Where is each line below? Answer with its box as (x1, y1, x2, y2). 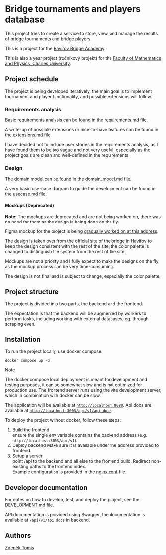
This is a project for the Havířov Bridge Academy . (5, 45, 106, 51)
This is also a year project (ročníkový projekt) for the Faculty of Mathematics (5, 55, 161, 61)
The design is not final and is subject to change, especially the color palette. (5, 273, 161, 279)
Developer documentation (5, 483, 88, 492)
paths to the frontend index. (29, 464, 87, 470)
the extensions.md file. (5, 132, 52, 138)
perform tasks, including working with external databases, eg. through (5, 316, 149, 322)
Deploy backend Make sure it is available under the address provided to (12, 443, 159, 448)
